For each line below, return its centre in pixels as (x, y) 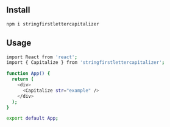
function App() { (28, 74)
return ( (23, 79)
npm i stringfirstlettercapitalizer (53, 24)
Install (18, 10)
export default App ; (33, 118)
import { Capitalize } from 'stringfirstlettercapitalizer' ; (86, 63)
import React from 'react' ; (42, 57)
